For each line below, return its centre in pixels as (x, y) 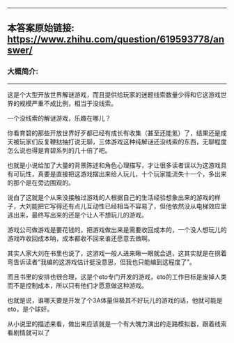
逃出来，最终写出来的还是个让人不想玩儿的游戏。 (77, 215)
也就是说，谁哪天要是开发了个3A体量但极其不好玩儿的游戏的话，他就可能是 (115, 300)
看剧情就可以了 (29, 333)
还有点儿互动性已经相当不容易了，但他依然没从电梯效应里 (144, 206)
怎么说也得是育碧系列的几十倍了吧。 (59, 150)
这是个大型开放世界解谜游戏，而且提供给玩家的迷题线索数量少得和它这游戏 (114, 94)
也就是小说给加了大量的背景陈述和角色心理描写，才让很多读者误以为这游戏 (114, 165)
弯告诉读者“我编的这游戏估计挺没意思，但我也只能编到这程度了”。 (102, 261)
